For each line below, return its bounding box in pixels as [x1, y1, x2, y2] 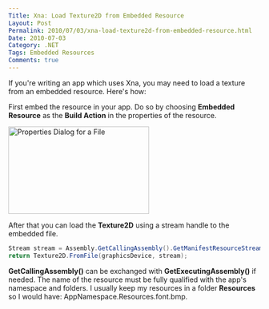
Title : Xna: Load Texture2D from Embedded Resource [8, 11, 184, 20]
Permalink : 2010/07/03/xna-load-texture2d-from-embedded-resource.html [8, 26, 252, 34]
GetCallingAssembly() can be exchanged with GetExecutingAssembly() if [8, 266, 257, 275]
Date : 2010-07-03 [8, 34, 66, 42]
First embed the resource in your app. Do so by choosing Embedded [8, 101, 235, 112]
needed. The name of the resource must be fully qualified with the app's [8, 275, 247, 284]
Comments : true [8, 57, 59, 65]
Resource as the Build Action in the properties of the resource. [8, 110, 218, 120]
